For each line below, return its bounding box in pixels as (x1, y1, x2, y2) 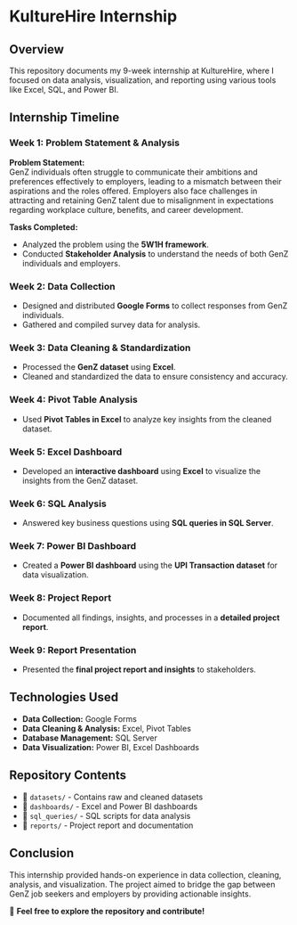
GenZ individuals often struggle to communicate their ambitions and (9, 167, 258, 177)
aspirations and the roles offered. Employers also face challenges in (9, 185, 258, 196)
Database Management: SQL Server (21, 733, 157, 743)
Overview (9, 42, 65, 57)
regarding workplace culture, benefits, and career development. (9, 204, 244, 215)
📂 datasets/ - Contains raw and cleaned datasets (21, 791, 204, 802)
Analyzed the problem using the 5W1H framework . (21, 239, 209, 250)
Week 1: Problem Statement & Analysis (9, 136, 181, 149)
